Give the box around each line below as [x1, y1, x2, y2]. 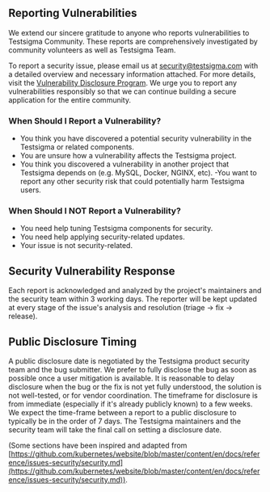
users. [19, 185, 42, 195]
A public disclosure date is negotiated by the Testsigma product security [8, 356, 250, 366]
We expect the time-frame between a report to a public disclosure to [8, 408, 237, 418]
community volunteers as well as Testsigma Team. [8, 44, 176, 55]
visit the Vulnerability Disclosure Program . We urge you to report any [8, 78, 237, 87]
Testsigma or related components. [19, 142, 135, 152]
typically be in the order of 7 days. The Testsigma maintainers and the [8, 416, 241, 427]
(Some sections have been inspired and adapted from [8, 440, 188, 451]
